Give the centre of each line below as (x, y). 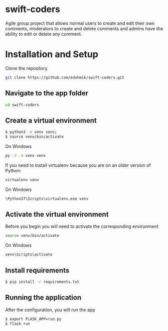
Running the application (43, 297)
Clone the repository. (27, 68)
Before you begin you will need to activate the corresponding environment (82, 226)
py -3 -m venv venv (26, 156)
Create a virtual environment (51, 120)
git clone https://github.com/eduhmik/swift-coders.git (65, 77)
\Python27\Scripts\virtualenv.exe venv (47, 198)
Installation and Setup (52, 54)
